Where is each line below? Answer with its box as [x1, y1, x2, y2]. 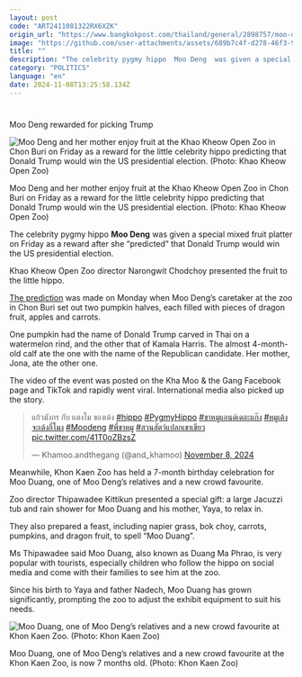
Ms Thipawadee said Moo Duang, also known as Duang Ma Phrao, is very [9, 547, 282, 558]
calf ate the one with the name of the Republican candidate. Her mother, [22, 348, 290, 358]
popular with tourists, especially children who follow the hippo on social [9, 557, 274, 568]
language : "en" [9, 72, 67, 81]
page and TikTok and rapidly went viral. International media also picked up [9, 384, 285, 395]
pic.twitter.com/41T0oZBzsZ [31, 431, 137, 442]
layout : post [9, 13, 58, 23]
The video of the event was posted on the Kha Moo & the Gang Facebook [9, 375, 281, 385]
